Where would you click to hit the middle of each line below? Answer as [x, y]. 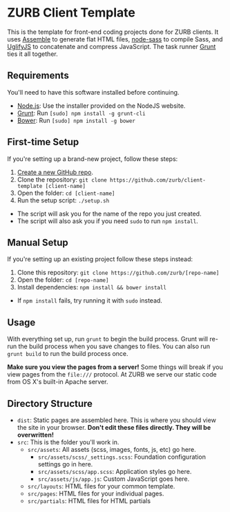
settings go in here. [65, 464]
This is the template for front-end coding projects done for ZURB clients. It [113, 32]
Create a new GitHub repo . [55, 172]
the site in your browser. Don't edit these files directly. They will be [114, 427]
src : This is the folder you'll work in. [68, 442]
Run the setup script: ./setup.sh [63, 200]
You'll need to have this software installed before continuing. [93, 92]
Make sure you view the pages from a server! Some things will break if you [115, 367]
